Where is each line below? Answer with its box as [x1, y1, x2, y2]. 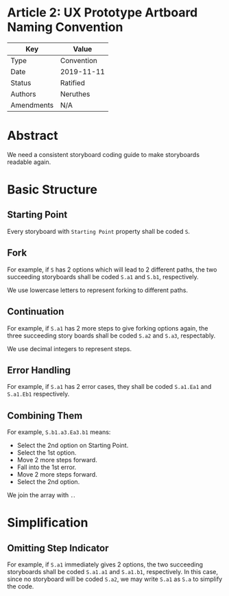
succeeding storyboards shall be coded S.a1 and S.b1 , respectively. [7, 272, 199, 281]
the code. [7, 582, 34, 591]
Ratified [60, 78, 86, 87]
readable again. [7, 158, 51, 166]
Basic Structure [7, 182, 98, 198]
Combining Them [7, 409, 83, 421]
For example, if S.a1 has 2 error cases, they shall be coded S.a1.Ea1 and [7, 383, 212, 391]
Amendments [10, 100, 53, 110]
